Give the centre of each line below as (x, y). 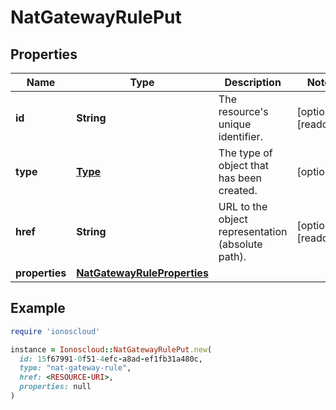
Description (253, 82)
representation (253, 231)
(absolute (240, 244)
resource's (243, 111)
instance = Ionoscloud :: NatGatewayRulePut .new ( (111, 349)
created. (238, 190)
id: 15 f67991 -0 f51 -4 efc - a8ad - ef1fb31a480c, (111, 359)
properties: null (55, 387)
